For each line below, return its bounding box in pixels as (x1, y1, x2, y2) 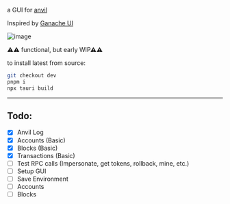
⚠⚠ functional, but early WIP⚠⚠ (7, 46, 103, 53)
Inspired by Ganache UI (7, 19, 74, 27)
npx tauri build (7, 85, 53, 92)
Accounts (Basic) (16, 136, 66, 144)
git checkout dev (7, 72, 57, 79)
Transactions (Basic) (16, 151, 75, 160)
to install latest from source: (7, 59, 86, 67)
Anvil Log (16, 128, 44, 136)
